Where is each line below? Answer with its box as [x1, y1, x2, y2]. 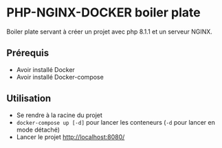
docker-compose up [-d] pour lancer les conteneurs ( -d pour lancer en [16, 118, 216, 126]
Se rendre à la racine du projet [16, 111, 102, 119]
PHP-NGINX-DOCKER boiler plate [6, 5, 201, 21]
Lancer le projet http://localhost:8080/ [16, 132, 125, 141]
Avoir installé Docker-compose [16, 73, 104, 81]
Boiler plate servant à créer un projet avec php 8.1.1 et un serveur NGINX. [6, 27, 212, 36]
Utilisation [6, 92, 52, 104]
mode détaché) [16, 125, 60, 134]
